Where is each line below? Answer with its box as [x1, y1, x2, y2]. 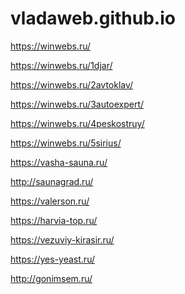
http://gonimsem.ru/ [10, 272, 93, 284]
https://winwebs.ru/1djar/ [10, 59, 113, 71]
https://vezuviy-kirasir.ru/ [10, 233, 115, 246]
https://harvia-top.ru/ [10, 214, 98, 226]
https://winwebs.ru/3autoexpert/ [10, 98, 145, 110]
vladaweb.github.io [10, 7, 176, 30]
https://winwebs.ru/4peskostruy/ [10, 117, 145, 129]
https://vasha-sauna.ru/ [10, 156, 108, 168]
